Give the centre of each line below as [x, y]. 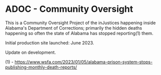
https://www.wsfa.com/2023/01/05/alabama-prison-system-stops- [84, 62]
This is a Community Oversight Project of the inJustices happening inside [80, 23]
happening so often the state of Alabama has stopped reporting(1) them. [79, 33]
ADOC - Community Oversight [69, 9]
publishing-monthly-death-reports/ [41, 67]
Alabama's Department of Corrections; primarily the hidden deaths [74, 28]
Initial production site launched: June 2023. [50, 42]
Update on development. [31, 52]
